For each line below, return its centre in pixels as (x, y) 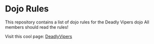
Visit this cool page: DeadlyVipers (39, 36)
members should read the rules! (37, 27)
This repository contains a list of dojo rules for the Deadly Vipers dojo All (77, 22)
